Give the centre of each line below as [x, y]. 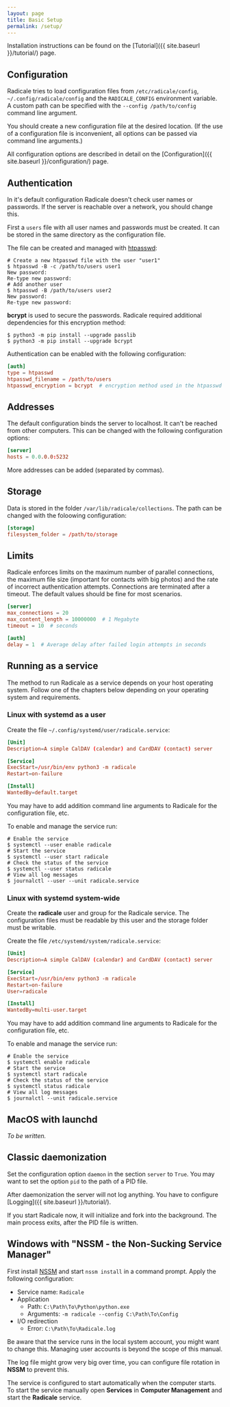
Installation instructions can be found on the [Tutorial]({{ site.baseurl [104, 46]
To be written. [27, 1136]
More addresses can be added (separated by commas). [86, 470]
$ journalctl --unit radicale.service [62, 1098]
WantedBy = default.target [42, 793]
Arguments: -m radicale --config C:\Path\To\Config [103, 1314]
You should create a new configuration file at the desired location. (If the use [115, 126]
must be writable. [32, 927]
